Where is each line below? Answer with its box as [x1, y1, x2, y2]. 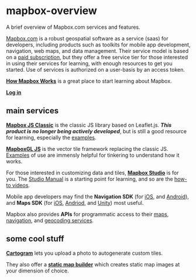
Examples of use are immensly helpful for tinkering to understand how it [6, 151, 180, 158]
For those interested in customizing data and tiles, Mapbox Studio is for [6, 169, 179, 176]
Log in [6, 89, 22, 96]
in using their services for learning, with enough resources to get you [6, 60, 173, 67]
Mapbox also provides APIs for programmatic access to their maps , [6, 210, 169, 218]
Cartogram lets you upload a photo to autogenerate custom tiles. [6, 249, 163, 257]
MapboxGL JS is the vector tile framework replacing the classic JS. [6, 145, 169, 152]
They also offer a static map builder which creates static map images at [6, 261, 180, 268]
